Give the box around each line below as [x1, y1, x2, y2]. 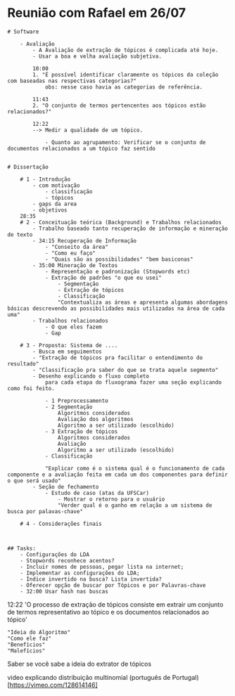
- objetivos [32, 206, 68, 214]
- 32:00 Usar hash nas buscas [20, 588, 109, 595]
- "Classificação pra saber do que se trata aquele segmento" [32, 366, 219, 373]
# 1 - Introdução [20, 176, 71, 183]
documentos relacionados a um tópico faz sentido [7, 145, 156, 152]
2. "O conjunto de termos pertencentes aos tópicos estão [32, 102, 206, 109]
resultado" [7, 360, 39, 367]
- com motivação [32, 181, 80, 189]
